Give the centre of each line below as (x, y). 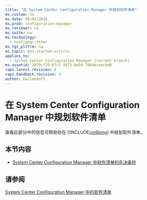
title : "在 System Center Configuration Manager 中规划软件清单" (71, 10)
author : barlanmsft (25, 79)
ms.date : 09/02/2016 (27, 19)
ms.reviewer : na (22, 28)
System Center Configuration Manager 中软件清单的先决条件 (74, 162)
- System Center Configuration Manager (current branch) (70, 61)
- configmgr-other (29, 42)
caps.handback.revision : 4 (33, 74)
